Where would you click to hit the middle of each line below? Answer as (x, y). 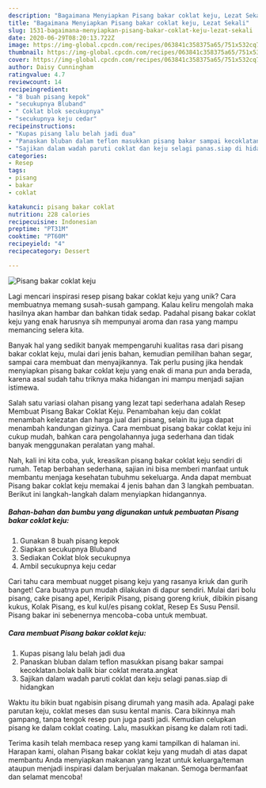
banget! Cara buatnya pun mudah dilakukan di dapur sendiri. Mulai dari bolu (132, 590)
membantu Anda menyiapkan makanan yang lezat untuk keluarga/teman (126, 759)
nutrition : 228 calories (49, 214)
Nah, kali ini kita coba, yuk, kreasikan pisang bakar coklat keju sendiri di (125, 460)
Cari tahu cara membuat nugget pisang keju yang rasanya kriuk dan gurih (128, 581)
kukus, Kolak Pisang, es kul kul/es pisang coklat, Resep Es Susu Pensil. (124, 606)
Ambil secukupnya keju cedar (68, 566)
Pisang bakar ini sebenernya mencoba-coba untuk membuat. (108, 615)
